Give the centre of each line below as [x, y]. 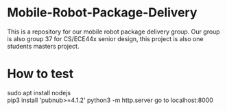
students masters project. [43, 46]
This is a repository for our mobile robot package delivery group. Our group [114, 32]
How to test [40, 74]
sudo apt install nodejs [39, 92]
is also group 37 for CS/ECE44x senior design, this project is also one [105, 38]
